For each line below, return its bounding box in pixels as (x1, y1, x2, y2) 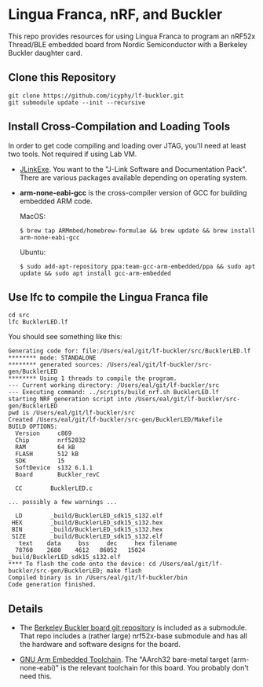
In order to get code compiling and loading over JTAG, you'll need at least (8, 141, 247, 150)
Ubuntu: (19, 247, 46, 257)
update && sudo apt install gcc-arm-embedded (19, 269, 171, 277)
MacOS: (19, 211, 46, 221)
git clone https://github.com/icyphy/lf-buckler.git (8, 92, 184, 100)
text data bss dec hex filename (18, 539, 177, 547)
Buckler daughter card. (8, 48, 82, 57)
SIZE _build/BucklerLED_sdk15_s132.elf (11, 532, 163, 541)
